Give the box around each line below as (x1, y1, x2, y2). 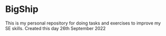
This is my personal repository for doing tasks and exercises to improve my (5, 20, 161, 26)
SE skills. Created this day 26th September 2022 (5, 25, 106, 31)
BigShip (5, 3, 39, 15)
